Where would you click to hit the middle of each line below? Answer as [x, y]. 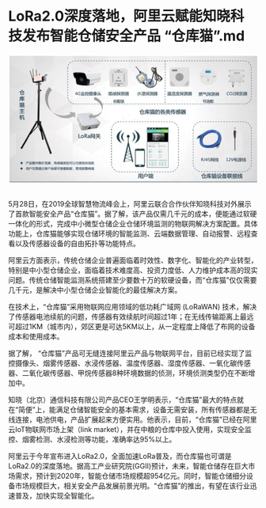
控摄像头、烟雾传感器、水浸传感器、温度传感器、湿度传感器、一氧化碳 [123, 363]
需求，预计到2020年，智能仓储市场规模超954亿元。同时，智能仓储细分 [131, 476]
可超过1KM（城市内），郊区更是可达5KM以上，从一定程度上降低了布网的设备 [132, 326]
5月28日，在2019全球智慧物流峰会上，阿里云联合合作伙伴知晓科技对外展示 [130, 203]
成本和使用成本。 [36, 336]
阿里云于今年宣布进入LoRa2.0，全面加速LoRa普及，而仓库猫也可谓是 [120, 456]
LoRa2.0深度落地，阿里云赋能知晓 [120, 16]
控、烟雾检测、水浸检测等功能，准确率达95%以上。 [92, 439]
